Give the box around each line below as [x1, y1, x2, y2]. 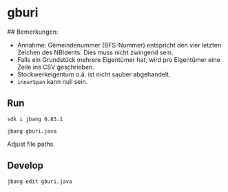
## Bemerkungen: [7, 28, 59, 36]
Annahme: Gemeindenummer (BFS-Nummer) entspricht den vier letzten [17, 41, 222, 49]
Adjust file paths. [7, 140, 55, 148]
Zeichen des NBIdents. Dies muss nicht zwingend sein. [17, 48, 174, 56]
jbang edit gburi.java [7, 178, 72, 185]
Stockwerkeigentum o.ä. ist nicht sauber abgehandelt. [17, 70, 171, 78]
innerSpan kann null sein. [17, 77, 88, 85]
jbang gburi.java [7, 127, 57, 135]
